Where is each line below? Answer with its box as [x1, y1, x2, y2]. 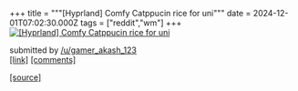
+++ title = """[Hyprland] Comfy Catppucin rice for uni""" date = [9, 8, 252, 18]
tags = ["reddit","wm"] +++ [80, 17, 182, 28]
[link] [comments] [9, 55, 77, 65]
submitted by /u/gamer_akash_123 [9, 45, 137, 56]
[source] [9, 72, 42, 83]
